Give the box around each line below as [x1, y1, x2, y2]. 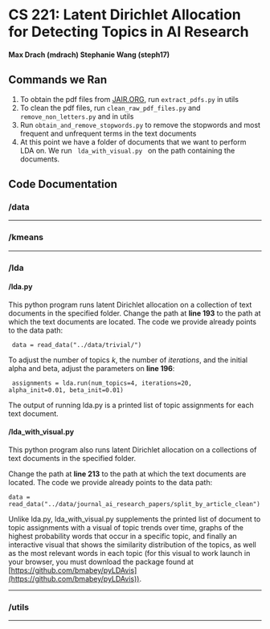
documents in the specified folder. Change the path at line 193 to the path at [8, 308, 261, 318]
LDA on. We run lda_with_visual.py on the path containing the [19, 145, 235, 155]
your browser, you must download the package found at [8, 557, 194, 566]
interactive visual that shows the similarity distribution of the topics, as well [8, 540, 257, 549]
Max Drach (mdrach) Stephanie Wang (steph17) [8, 50, 170, 59]
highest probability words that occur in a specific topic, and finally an [8, 531, 237, 541]
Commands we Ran [8, 73, 107, 87]
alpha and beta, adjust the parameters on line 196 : [8, 363, 175, 373]
